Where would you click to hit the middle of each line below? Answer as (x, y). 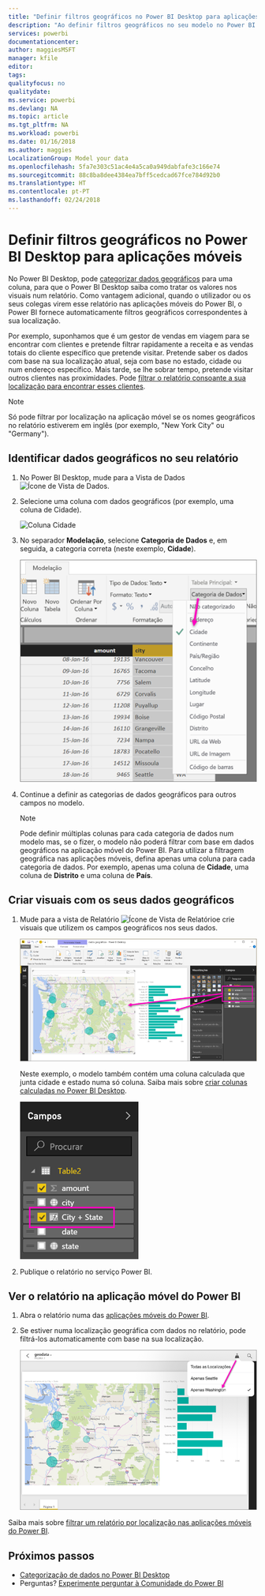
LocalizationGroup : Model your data (68, 158)
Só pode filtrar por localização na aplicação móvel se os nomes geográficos (132, 417)
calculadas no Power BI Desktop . (73, 1091)
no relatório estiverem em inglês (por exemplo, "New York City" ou (116, 425)
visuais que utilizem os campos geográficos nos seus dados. (119, 927)
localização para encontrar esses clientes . (77, 386)
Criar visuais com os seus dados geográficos (121, 900)
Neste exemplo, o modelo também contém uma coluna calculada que (132, 1073)
